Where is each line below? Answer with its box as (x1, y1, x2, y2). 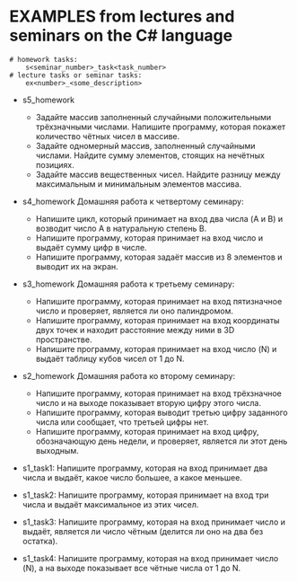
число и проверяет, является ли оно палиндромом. (35, 305, 233, 316)
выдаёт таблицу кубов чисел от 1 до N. (35, 353, 186, 364)
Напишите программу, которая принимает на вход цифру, (35, 426, 259, 436)
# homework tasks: (9, 55, 78, 64)
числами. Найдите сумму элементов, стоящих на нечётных (35, 150, 265, 161)
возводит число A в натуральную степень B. (35, 223, 207, 234)
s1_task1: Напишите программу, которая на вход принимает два (22, 463, 268, 473)
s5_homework (22, 94, 74, 105)
